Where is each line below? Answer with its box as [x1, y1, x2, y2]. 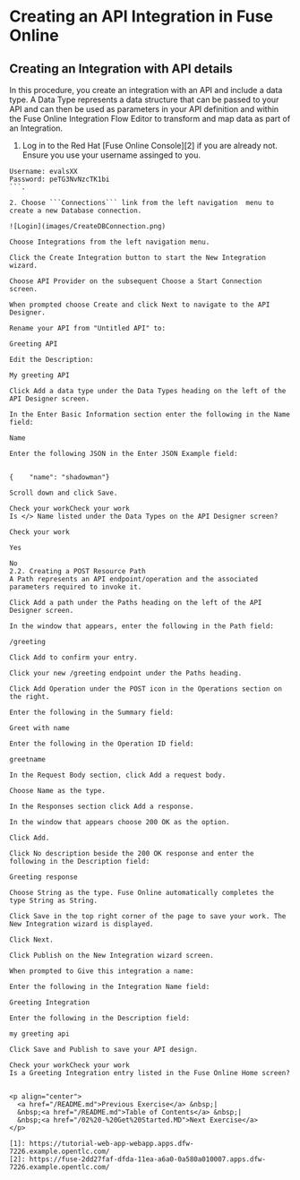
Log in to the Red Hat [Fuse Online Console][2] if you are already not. [21, 141, 278, 151]
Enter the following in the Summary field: [9, 708, 175, 717]
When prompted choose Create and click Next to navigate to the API [9, 300, 270, 309]
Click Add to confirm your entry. [9, 653, 139, 662]
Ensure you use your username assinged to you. [21, 150, 201, 160]
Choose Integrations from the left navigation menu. [9, 237, 210, 246]
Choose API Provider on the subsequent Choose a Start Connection [9, 277, 262, 286]
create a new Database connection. [9, 206, 142, 215]
